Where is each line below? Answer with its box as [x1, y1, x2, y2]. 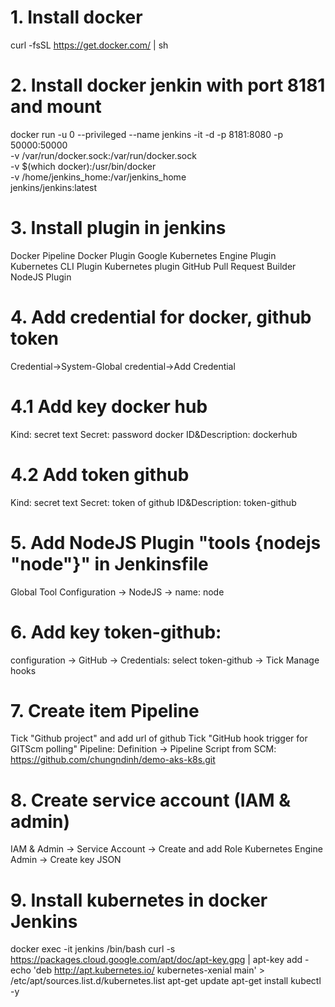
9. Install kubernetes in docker [10, 889, 268, 911]
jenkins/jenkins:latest [10, 181, 98, 193]
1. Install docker [10, 6, 143, 29]
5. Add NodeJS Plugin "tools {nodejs [10, 531, 322, 554]
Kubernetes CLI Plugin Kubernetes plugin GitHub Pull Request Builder [10, 260, 297, 272]
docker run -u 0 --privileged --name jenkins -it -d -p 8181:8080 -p [10, 128, 284, 140]
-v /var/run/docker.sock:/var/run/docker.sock [10, 149, 197, 161]
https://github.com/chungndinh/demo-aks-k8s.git [10, 754, 216, 766]
